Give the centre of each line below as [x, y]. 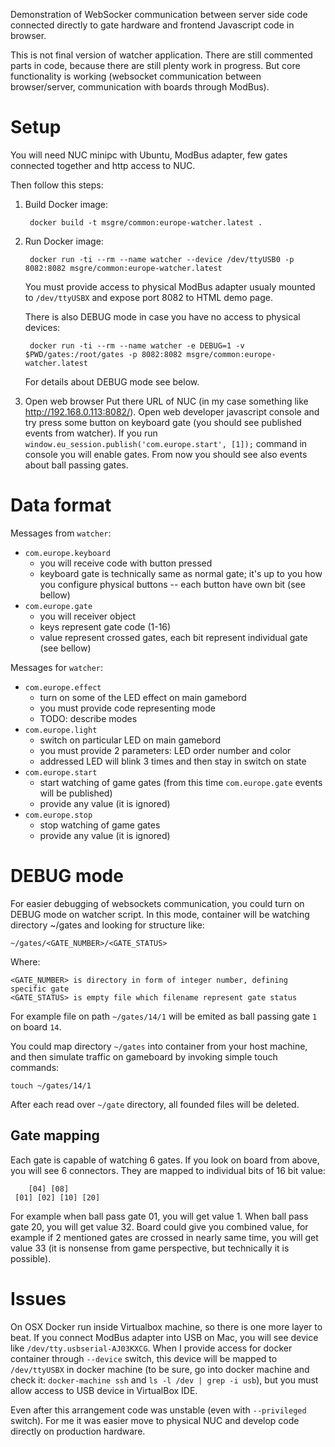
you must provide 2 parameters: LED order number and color [165, 750]
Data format [61, 505]
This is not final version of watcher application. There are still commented [161, 55]
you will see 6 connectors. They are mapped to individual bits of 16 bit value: [168, 1170]
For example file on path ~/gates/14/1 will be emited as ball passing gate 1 [164, 1016]
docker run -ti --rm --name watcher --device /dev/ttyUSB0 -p [162, 259]
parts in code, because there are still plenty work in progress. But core [155, 65]
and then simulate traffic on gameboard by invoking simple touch [144, 1056]
